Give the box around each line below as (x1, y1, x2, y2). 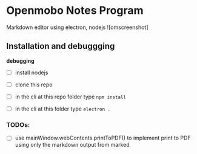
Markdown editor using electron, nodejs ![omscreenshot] (6, 24, 149, 31)
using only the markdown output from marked (15, 141, 130, 149)
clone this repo (15, 81, 53, 88)
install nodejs (15, 69, 48, 76)
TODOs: (6, 120, 30, 129)
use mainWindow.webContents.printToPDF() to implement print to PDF (15, 134, 191, 142)
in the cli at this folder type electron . (15, 105, 111, 112)
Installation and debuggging (6, 41, 115, 51)
